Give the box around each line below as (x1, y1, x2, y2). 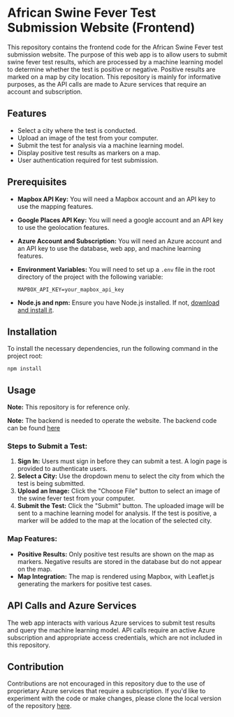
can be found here (7, 424, 61, 433)
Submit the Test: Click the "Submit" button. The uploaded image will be (17, 502, 225, 510)
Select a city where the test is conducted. (17, 126, 138, 134)
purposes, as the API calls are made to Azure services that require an (7, 80, 207, 88)
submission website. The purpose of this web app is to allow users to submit (7, 50, 228, 59)
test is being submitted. (17, 479, 85, 488)
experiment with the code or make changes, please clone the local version (7, 694, 221, 703)
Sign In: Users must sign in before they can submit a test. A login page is (17, 457, 228, 465)
